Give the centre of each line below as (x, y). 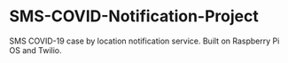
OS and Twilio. (35, 50)
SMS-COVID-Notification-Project (134, 16)
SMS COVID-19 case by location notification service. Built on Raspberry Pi (144, 41)
